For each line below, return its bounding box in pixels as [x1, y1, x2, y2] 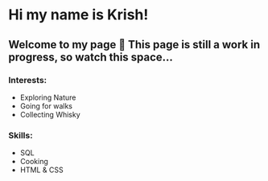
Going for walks [19, 101, 72, 110]
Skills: [8, 130, 34, 141]
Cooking [19, 157, 48, 167]
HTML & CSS [19, 165, 64, 175]
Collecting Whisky [19, 109, 80, 119]
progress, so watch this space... [8, 50, 173, 64]
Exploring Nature [19, 93, 76, 102]
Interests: [8, 74, 47, 85]
